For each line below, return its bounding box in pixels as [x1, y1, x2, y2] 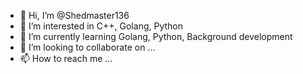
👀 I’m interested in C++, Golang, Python [19, 20, 183, 32]
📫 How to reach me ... [19, 53, 113, 64]
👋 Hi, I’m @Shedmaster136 [19, 10, 130, 21]
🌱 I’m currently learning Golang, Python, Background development [19, 31, 293, 42]
